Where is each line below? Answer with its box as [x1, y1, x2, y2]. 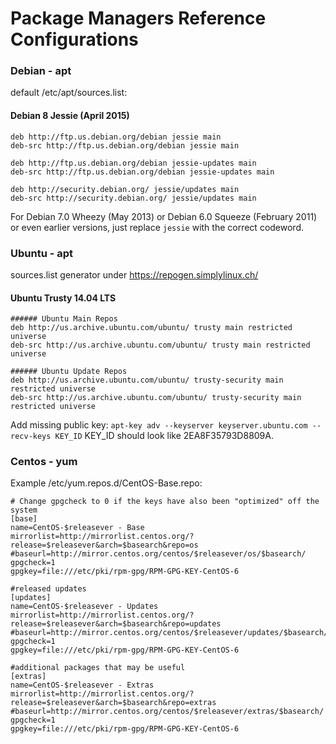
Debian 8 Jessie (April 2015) [10, 110, 130, 122]
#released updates [10, 584, 87, 594]
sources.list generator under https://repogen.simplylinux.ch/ [10, 268, 259, 281]
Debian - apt [10, 64, 72, 78]
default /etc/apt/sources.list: [10, 87, 128, 99]
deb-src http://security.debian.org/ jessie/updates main [10, 193, 257, 203]
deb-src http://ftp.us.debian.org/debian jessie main [10, 140, 240, 151]
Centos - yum [10, 455, 78, 469]
